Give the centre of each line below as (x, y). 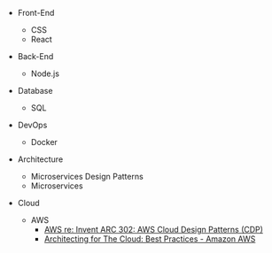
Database (35, 91)
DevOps (32, 125)
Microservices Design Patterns (87, 176)
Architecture (40, 159)
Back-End (35, 56)
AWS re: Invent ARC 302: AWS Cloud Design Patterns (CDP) (154, 230)
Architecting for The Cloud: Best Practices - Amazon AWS (150, 239)
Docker (44, 142)
